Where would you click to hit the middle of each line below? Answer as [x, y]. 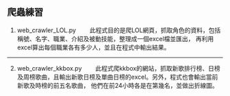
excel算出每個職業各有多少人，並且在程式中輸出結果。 [93, 47]
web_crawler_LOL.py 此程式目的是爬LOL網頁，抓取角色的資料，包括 [119, 30]
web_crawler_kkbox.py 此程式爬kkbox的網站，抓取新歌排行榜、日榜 [118, 68]
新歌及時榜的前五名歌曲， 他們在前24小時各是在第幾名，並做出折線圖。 [118, 85]
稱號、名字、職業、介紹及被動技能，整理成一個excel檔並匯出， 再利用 [115, 38]
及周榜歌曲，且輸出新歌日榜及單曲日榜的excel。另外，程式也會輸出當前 [117, 77]
